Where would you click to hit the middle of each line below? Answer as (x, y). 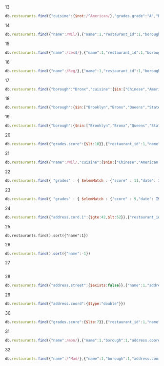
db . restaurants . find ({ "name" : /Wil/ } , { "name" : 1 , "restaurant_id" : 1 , (74, 34)
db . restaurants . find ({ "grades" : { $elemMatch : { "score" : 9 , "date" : (80, 199)
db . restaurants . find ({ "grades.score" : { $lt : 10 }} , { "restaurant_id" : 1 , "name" (83, 144)
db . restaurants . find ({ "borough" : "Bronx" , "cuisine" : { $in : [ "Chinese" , (76, 89)
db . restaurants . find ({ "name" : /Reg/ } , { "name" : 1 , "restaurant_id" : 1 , (74, 71)
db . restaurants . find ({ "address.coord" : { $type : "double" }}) (65, 304)
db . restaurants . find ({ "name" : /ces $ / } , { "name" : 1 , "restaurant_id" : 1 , (75, 53)
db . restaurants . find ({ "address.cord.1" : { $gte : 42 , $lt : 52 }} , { (68, 217)
